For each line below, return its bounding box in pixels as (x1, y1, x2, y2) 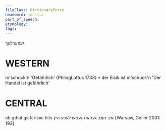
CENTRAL (5, 98, 47, 109)
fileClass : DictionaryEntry (5, 7, 65, 13)
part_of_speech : (5, 17, 39, 22)
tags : (5, 26, 17, 31)
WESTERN (5, 58, 49, 69)
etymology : (5, 21, 28, 27)
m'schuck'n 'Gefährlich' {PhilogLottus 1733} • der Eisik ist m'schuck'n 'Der (5, 74, 161, 81)
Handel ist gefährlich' (5, 80, 50, 86)
